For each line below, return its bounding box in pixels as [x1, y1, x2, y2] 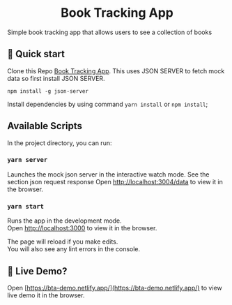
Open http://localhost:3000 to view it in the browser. [7, 224, 157, 232]
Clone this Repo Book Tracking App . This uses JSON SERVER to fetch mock [7, 66, 225, 75]
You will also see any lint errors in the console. [7, 245, 141, 253]
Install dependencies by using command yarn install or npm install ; [7, 100, 208, 108]
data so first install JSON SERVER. [7, 74, 106, 82]
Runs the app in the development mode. [7, 216, 122, 225]
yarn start [7, 202, 44, 210]
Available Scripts [7, 120, 82, 132]
